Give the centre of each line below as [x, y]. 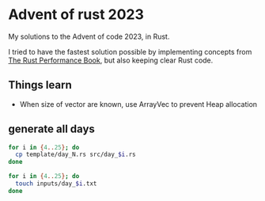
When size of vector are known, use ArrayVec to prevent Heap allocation [138, 104]
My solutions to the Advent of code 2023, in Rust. [89, 36]
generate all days [51, 129]
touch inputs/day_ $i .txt [56, 184]
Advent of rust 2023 [76, 15]
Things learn [40, 85]
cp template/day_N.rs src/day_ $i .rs [76, 155]
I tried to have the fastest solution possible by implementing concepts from [130, 51]
